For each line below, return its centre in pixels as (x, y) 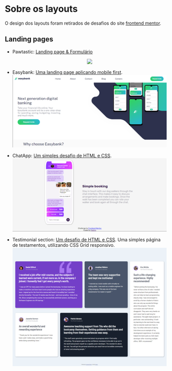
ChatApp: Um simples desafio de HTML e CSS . (62, 156)
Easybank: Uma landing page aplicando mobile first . (67, 72)
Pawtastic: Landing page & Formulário (52, 51)
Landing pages (29, 39)
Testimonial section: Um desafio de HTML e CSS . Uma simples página (86, 240)
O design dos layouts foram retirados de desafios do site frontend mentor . (83, 23)
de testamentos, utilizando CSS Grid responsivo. (63, 245)
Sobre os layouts (41, 9)
